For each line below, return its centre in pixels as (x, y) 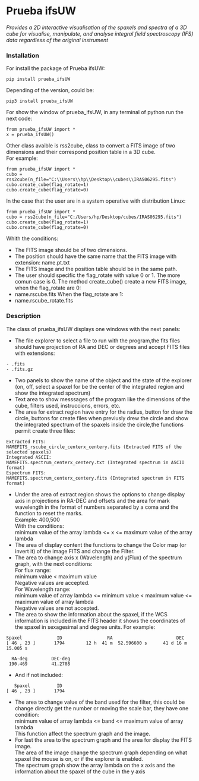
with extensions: (35, 353)
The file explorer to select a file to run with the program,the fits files (97, 341)
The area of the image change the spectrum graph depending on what (101, 752)
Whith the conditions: (32, 238)
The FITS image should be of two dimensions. (71, 250)
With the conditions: (39, 526)
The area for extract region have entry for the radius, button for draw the (104, 412)
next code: (19, 119)
